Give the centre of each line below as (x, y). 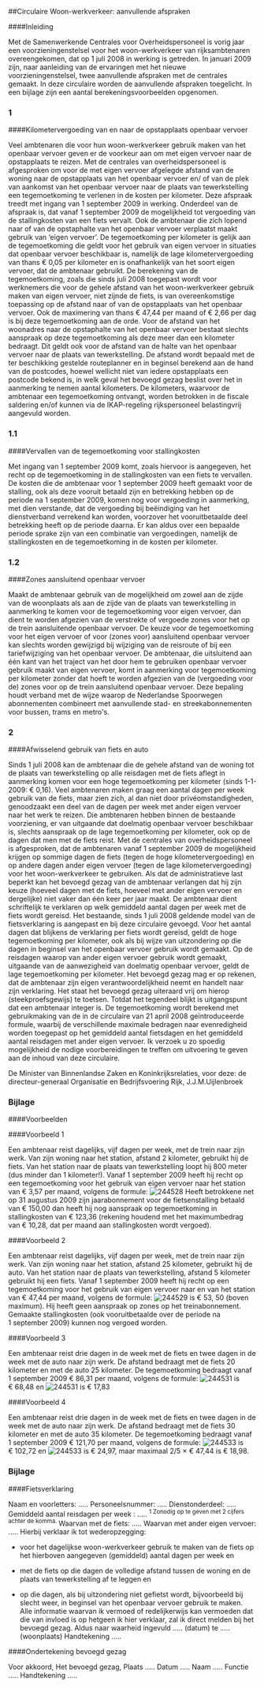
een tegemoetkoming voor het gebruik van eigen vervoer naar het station (127, 1183)
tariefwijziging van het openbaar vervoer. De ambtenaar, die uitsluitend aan (130, 653)
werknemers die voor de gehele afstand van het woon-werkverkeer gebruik (131, 288)
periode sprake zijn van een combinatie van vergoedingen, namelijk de (123, 533)
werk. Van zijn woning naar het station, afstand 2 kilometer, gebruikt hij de (128, 1158)
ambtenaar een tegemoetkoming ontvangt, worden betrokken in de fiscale (129, 397)
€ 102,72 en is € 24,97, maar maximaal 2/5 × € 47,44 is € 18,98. (129, 1451)
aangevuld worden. (39, 413)
